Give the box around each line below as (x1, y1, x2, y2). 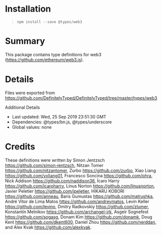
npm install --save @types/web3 (16, 19, 82, 24)
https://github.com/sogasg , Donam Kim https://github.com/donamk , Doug (5, 214, 152, 219)
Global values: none (12, 124, 52, 130)
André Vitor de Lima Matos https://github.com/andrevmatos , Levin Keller (5, 198, 149, 204)
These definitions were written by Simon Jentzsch (5, 157, 105, 163)
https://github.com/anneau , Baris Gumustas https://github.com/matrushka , (5, 193, 154, 199)
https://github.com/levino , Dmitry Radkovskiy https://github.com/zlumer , (5, 203, 149, 209)
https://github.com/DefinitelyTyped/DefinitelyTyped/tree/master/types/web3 (5, 95, 158, 101)
